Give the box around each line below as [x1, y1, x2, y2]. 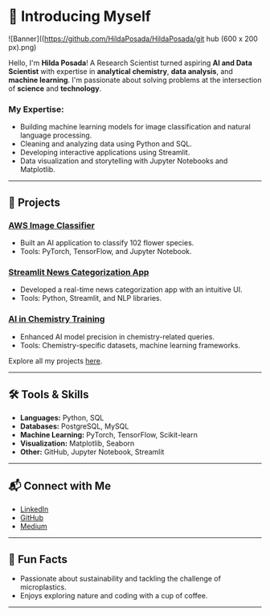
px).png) [8, 42, 37, 51]
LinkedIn [19, 504, 49, 514]
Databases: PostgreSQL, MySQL [19, 421, 129, 431]
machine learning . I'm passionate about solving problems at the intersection [8, 75, 262, 84]
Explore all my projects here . [8, 355, 103, 365]
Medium [19, 522, 48, 532]
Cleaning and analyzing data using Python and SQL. [19, 139, 193, 149]
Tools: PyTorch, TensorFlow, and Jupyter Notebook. [19, 246, 192, 256]
